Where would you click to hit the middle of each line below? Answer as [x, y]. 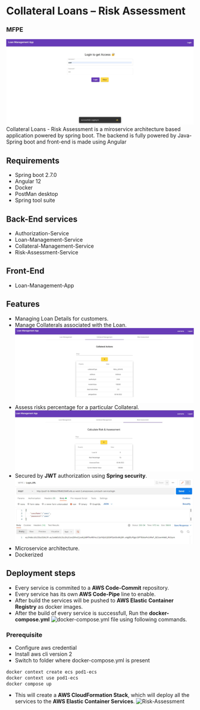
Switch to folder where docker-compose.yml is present [82, 660]
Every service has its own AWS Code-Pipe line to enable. [85, 594]
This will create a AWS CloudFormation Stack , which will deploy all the [102, 695]
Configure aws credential [46, 647]
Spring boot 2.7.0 [36, 175]
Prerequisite [24, 634]
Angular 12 [28, 181]
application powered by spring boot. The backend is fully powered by [91, 136]
